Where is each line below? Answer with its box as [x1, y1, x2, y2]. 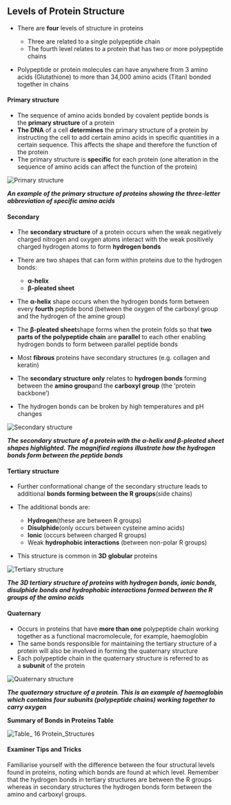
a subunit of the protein [17, 661, 86, 670]
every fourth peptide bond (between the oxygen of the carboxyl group [17, 305, 219, 313]
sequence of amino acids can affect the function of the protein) [17, 162, 198, 171]
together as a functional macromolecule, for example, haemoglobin [17, 632, 208, 640]
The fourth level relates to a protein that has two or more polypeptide [27, 44, 224, 53]
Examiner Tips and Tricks [7, 746, 81, 754]
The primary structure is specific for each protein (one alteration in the [17, 155, 219, 164]
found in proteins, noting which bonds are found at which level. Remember [7, 768, 219, 776]
